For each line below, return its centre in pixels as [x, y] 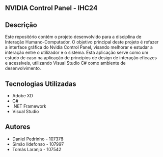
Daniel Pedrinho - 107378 [38, 139]
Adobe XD [23, 96]
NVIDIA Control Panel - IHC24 [51, 8]
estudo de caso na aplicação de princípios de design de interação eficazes [81, 58]
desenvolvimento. [23, 68]
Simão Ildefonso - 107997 [38, 144]
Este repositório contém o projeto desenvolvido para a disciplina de [73, 37]
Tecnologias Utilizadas [41, 84]
